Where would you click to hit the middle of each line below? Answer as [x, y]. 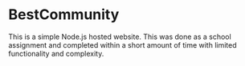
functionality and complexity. [56, 53]
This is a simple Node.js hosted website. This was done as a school [120, 37]
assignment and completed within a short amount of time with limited [122, 45]
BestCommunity [64, 15]
